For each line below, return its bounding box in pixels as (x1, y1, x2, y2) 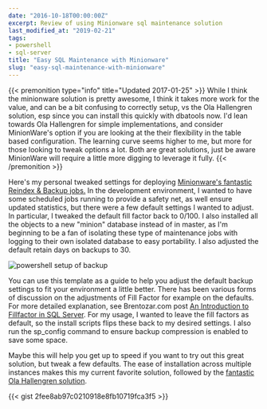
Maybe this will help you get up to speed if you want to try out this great (8, 350, 245, 360)
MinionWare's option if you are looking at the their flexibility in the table (8, 128, 241, 137)
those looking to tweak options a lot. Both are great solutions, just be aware (8, 144, 257, 154)
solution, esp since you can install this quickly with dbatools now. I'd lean (8, 111, 249, 120)
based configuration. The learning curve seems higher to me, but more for (8, 136, 253, 146)
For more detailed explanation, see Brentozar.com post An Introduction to (8, 301, 249, 311)
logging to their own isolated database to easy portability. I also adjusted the (8, 236, 259, 246)
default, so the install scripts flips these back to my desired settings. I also (8, 318, 251, 328)
